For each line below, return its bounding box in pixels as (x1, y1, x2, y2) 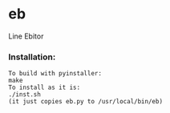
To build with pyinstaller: (8, 70, 103, 78)
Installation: (8, 51, 56, 63)
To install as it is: (8, 83, 81, 92)
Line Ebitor (8, 31, 44, 41)
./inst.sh (8, 91, 42, 99)
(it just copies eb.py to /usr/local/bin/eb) (8, 98, 163, 106)
